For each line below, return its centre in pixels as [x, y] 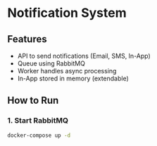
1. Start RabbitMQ [38, 121]
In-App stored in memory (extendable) [73, 78]
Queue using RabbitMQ [51, 63]
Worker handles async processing [67, 71]
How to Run [33, 101]
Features [27, 39]
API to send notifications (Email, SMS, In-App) [84, 56]
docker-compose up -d [39, 135]
